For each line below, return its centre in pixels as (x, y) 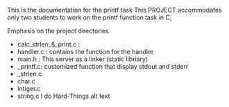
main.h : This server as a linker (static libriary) (83, 59)
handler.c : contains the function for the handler (85, 52)
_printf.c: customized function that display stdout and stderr (103, 66)
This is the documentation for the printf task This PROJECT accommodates (114, 10)
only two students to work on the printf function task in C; (90, 17)
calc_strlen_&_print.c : (49, 44)
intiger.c (29, 89)
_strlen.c (29, 74)
